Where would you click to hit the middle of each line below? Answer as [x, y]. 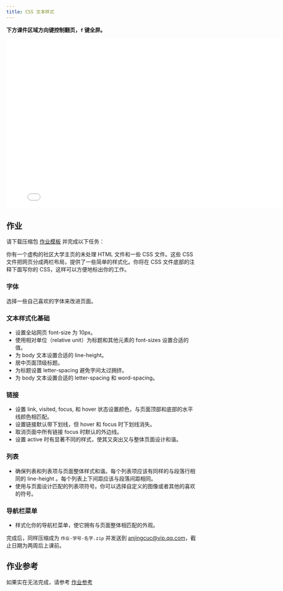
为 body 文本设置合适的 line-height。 [61, 355]
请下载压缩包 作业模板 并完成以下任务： [55, 242]
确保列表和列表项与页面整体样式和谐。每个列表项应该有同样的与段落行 [102, 471]
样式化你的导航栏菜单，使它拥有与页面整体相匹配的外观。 [86, 525]
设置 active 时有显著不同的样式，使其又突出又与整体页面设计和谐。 [98, 439]
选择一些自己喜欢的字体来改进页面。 [51, 301]
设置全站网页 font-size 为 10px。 [55, 332]
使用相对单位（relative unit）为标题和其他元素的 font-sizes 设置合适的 [102, 340]
